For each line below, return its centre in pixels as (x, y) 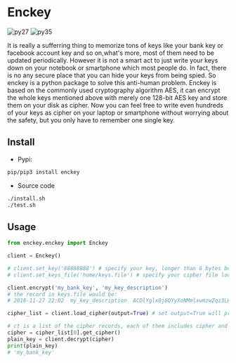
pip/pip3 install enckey (44, 172)
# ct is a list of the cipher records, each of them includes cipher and (118, 326)
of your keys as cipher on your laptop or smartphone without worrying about (118, 113)
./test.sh (22, 205)
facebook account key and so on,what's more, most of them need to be (111, 53)
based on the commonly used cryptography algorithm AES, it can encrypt (114, 90)
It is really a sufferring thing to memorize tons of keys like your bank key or (115, 45)
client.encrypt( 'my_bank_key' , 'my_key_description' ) (88, 288)
